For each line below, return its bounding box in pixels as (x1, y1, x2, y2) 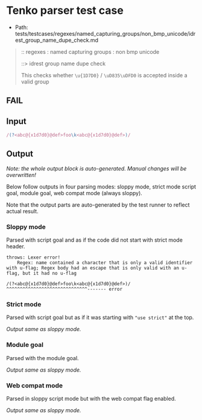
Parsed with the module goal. (6, 354, 80, 361)
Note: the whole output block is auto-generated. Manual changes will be (6, 164, 187, 172)
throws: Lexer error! (6, 254, 61, 260)
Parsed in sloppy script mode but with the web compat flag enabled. (6, 395, 176, 402)
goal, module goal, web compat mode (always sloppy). (6, 189, 143, 196)
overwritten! (6, 171, 36, 178)
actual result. (6, 207, 39, 215)
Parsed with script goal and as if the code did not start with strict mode (6, 236, 183, 244)
